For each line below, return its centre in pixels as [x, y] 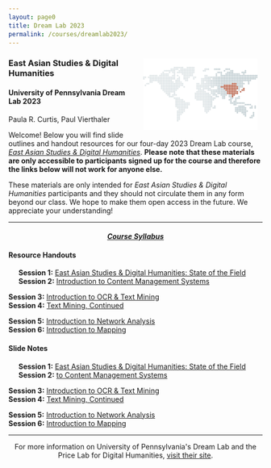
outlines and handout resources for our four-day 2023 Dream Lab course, [131, 143]
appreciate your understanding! [61, 211]
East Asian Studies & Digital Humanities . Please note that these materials [132, 152]
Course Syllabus [135, 236]
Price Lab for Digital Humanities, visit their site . [135, 455]
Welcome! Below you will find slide [66, 135]
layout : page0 [32, 17]
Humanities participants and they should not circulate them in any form [126, 193]
